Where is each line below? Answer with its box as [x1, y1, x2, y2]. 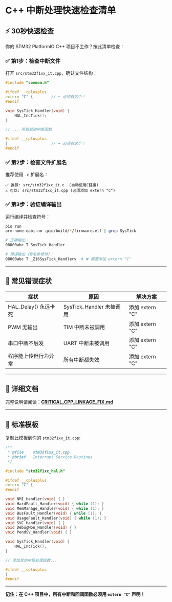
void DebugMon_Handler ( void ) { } [5, 525, 77, 530]
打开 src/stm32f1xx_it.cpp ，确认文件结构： [5, 70, 98, 76]
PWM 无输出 [8, 324, 38, 331]
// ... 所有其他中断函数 [5, 127, 52, 132]
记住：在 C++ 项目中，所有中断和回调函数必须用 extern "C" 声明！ [5, 591, 145, 597]
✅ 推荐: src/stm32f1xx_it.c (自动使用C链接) [5, 183, 99, 188]
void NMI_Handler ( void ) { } [5, 497, 66, 502]
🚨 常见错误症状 [5, 277, 52, 286]
